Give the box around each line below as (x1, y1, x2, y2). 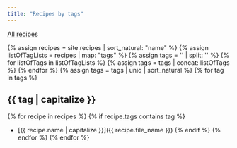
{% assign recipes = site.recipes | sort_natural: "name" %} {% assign (7, 43, 209, 51)
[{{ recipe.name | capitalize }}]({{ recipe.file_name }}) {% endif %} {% (17, 126, 221, 135)
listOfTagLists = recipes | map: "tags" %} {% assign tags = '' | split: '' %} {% (7, 51, 230, 59)
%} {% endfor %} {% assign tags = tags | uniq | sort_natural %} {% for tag (7, 66, 224, 74)
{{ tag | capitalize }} (7, 94, 96, 106)
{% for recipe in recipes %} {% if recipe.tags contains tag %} (7, 112, 186, 121)
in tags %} (7, 73, 37, 82)
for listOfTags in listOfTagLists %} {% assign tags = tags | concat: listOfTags (7, 58, 230, 67)
